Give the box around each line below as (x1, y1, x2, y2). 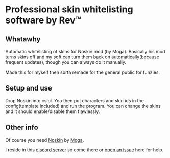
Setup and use (5, 84, 53, 93)
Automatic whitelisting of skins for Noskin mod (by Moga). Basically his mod (5, 49, 165, 54)
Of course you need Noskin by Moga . (5, 137, 84, 143)
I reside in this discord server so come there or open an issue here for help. (5, 147, 164, 153)
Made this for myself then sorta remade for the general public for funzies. (5, 69, 160, 75)
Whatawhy (5, 35, 41, 43)
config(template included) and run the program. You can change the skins (5, 103, 161, 109)
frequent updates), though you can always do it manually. (5, 59, 127, 65)
